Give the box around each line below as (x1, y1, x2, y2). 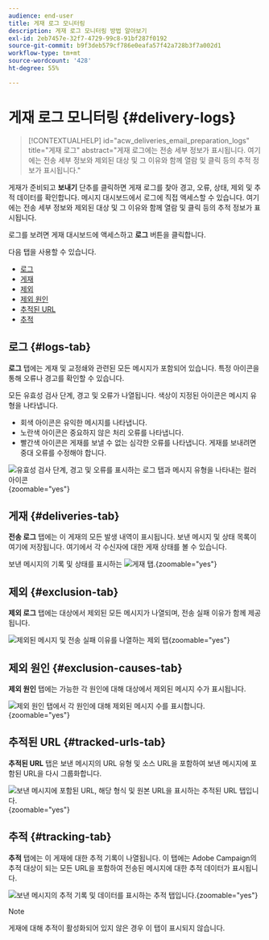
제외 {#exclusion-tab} (8, 585, 119, 598)
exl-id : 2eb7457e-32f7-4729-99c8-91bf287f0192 (8, 34, 168, 43)
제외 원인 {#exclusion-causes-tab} (8, 661, 183, 675)
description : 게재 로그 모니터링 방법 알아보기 (8, 27, 147, 35)
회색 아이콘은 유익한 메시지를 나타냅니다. (19, 417, 147, 427)
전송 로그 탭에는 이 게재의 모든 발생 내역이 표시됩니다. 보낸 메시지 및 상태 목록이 (8, 532, 257, 542)
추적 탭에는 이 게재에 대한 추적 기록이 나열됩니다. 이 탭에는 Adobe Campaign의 (8, 853, 257, 863)
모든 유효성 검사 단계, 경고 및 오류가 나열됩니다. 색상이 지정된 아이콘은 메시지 (8, 390, 249, 400)
